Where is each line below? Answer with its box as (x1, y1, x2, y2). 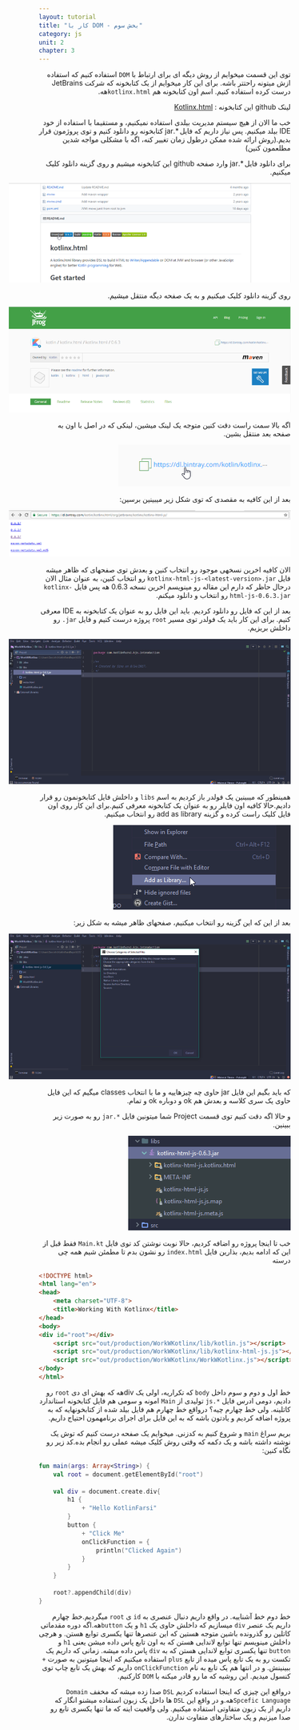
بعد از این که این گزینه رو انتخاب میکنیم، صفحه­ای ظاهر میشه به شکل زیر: (73, 917, 291, 927)
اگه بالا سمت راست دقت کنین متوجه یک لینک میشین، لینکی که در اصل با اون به (58, 420, 291, 430)
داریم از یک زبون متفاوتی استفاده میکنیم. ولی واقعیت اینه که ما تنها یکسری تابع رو (50, 1704, 291, 1713)
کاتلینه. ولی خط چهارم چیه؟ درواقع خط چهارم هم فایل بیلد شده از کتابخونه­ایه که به (47, 1404, 291, 1414)
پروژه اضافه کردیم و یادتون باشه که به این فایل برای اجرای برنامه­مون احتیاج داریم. (48, 1413, 291, 1423)
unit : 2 (38, 38, 65, 46)
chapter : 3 (38, 46, 75, 55)
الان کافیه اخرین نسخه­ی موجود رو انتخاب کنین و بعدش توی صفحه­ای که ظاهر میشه (46, 564, 291, 574)
